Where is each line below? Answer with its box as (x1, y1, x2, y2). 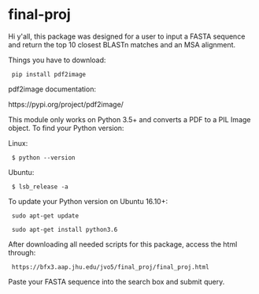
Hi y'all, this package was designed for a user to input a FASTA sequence (8, 32, 246, 41)
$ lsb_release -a (11, 183, 68, 191)
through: (8, 247, 36, 257)
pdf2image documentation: (8, 84, 97, 94)
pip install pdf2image (11, 70, 87, 78)
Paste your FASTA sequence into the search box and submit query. (8, 277, 225, 286)
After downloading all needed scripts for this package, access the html (8, 239, 238, 249)
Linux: (8, 138, 28, 147)
